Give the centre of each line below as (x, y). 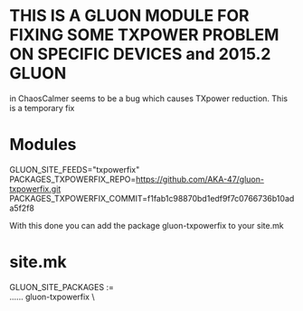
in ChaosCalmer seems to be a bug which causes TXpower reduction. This (148, 98)
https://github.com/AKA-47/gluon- (200, 179)
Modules (43, 145)
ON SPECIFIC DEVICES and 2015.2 (140, 54)
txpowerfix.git (35, 188)
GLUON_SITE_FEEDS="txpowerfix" (75, 169)
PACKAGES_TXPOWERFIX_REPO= (73, 179)
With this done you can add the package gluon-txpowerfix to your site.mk (147, 225)
